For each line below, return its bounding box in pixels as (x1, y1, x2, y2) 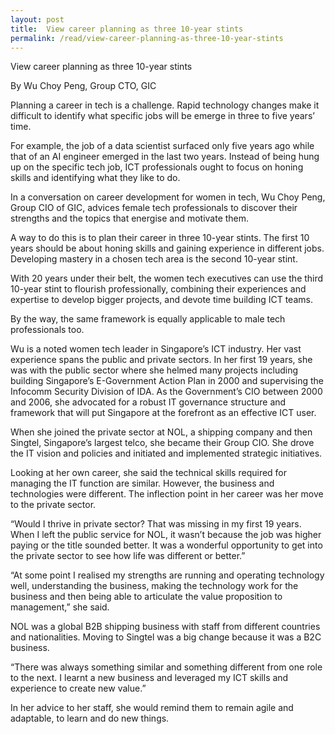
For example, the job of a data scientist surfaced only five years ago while (10, 140, 315, 152)
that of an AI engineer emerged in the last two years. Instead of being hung (10, 151, 320, 163)
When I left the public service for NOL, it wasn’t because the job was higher (10, 529, 322, 541)
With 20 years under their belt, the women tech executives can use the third (10, 272, 324, 285)
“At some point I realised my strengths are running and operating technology (10, 569, 325, 581)
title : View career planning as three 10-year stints (10, 24, 244, 34)
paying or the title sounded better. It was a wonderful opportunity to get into (10, 539, 323, 551)
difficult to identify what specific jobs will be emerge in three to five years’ (10, 110, 315, 122)
